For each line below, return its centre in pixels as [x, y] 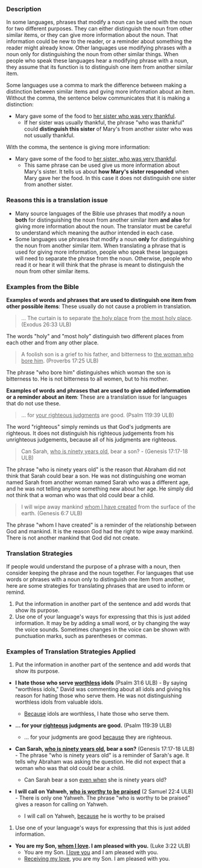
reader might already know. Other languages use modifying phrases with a [99, 48]
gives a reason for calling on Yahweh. [62, 805]
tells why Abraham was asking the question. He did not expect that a [100, 762]
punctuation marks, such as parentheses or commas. [81, 636]
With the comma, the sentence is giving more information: [78, 147]
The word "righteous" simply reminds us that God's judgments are [88, 426]
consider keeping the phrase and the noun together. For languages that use [100, 573]
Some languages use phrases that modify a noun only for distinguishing [105, 239]
